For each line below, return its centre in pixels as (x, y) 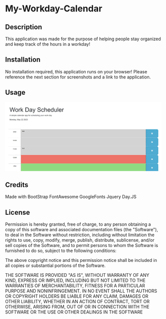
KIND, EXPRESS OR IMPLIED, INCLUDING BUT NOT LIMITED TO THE (75, 280)
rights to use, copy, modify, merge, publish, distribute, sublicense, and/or (80, 240)
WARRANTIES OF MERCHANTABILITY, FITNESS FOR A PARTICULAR (75, 286)
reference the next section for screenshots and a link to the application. (78, 77)
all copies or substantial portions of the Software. (55, 265)
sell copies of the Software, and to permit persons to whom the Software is (82, 246)
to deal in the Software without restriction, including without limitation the (80, 235)
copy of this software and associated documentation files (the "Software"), (82, 230)
